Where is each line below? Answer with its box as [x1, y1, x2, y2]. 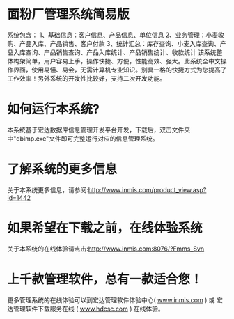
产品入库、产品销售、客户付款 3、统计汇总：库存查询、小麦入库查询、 [19, 39, 221, 47]
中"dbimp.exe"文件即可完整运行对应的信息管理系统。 [7, 134, 159, 143]
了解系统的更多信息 [7, 162, 118, 178]
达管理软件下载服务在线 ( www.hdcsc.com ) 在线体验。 [7, 304, 165, 313]
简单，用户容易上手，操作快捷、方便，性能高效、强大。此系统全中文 [25, 56, 221, 65]
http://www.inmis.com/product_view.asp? [88, 185, 207, 194]
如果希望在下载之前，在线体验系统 [7, 220, 203, 235]
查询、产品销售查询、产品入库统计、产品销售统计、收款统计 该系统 [25, 48, 217, 56]
